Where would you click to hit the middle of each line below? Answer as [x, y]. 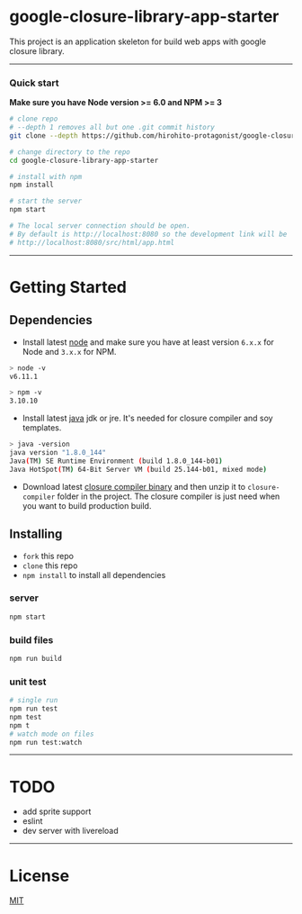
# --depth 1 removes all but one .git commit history [112, 128]
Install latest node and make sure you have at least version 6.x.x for [148, 342]
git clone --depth [44, 136]
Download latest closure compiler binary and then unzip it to [133, 486]
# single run [34, 701]
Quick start [35, 83]
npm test [26, 717]
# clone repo [34, 119]
